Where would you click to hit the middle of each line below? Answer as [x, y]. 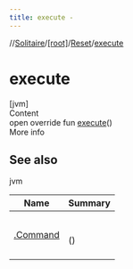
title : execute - [42, 17]
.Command [37, 235]
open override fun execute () [61, 122]
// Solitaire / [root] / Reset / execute [66, 43]
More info [27, 132]
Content [24, 113]
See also [33, 160]
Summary [90, 203]
